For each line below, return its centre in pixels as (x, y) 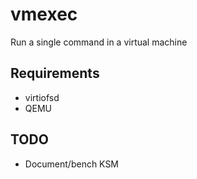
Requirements (55, 73)
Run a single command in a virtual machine (99, 42)
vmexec (44, 14)
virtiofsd (42, 97)
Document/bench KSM (72, 164)
